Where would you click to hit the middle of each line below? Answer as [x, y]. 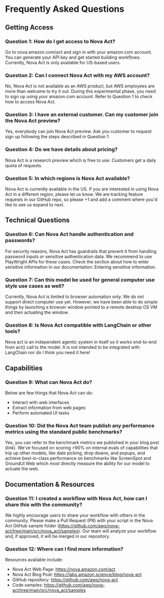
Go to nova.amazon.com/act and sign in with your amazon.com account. [79, 52]
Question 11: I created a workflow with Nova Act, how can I [76, 498]
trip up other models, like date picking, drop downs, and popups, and [75, 453]
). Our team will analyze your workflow [117, 531]
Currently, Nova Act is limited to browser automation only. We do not [75, 297]
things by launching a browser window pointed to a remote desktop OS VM [81, 307]
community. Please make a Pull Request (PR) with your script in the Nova [79, 521]
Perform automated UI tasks [41, 413]
